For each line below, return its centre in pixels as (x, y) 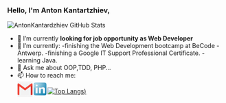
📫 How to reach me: (46, 76)
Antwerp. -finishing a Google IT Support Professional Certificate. (109, 53)
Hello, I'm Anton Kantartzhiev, (59, 10)
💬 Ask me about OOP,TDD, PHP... (64, 68)
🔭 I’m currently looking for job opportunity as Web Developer (105, 38)
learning (29, 60)
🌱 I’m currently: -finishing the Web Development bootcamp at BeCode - (118, 46)
